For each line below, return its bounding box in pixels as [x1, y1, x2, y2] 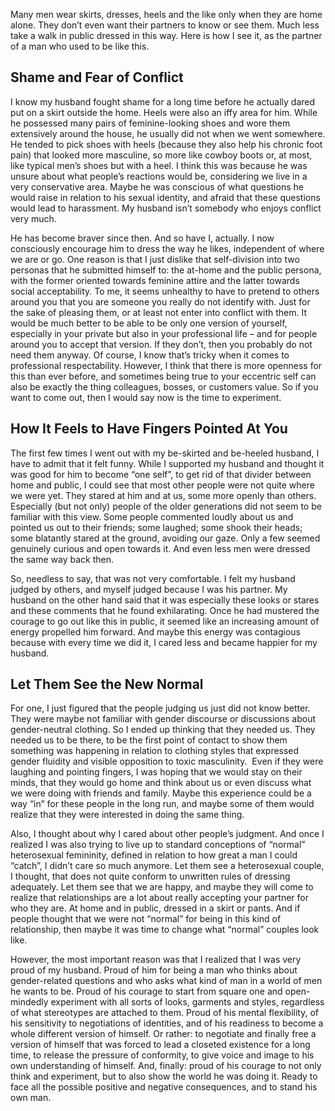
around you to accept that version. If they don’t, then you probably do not [10, 338, 313, 350]
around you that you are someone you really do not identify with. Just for [10, 295, 311, 308]
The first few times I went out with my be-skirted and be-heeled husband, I [10, 447, 320, 459]
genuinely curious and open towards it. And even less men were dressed [10, 542, 311, 554]
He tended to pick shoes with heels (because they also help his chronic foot [10, 138, 323, 150]
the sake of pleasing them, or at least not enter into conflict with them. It [10, 306, 308, 318]
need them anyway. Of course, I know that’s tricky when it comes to [10, 349, 290, 361]
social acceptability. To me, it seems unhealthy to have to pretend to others [10, 285, 320, 297]
